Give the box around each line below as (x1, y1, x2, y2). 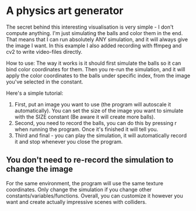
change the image (6, 164, 73, 174)
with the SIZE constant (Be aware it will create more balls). (14, 113, 156, 120)
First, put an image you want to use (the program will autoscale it (14, 101, 171, 108)
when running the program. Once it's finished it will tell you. (14, 126, 159, 133)
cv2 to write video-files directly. (6, 48, 83, 55)
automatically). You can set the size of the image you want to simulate (14, 107, 184, 114)
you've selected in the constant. (6, 78, 84, 85)
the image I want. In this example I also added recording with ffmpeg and (6, 42, 182, 49)
